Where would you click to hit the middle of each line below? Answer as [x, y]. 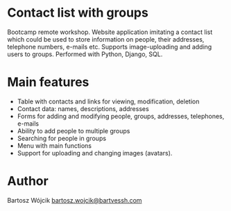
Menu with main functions [54, 145]
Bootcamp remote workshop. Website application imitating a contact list [110, 32]
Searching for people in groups [61, 138]
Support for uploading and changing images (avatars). [95, 153]
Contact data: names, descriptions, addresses [83, 108]
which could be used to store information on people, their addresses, [106, 39]
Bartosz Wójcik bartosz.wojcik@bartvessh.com [75, 200]
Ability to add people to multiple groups [74, 130]
